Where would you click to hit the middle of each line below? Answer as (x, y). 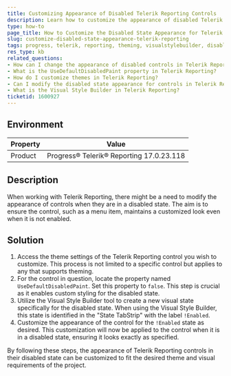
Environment (35, 125)
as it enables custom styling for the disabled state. (88, 293)
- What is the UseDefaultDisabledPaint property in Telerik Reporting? (112, 71)
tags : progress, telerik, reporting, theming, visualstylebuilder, (106, 45)
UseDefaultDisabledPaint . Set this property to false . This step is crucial (118, 286)
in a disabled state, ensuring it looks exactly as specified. (98, 337)
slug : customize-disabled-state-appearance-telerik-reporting (98, 39)
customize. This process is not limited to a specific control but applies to (120, 264)
